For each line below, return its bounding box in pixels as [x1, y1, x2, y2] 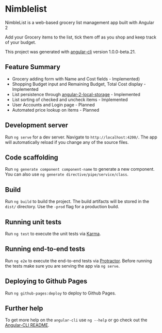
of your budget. [5, 39, 36, 45]
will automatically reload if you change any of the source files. [5, 139, 129, 145]
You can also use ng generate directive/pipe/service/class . [5, 172, 129, 177]
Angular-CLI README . [5, 322, 49, 328]
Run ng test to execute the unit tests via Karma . [5, 231, 101, 236]
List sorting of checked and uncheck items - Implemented [12, 97, 128, 102]
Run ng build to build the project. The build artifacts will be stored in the [5, 198, 149, 204]
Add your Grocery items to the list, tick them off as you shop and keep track [5, 34, 157, 40]
